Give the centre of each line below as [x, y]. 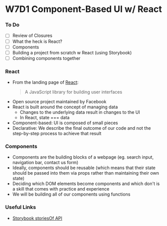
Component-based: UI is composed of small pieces [65, 123]
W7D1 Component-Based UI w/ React [83, 9]
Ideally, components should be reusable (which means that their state [84, 168]
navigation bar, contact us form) [45, 163]
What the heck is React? [37, 41]
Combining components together [46, 58]
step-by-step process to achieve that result [57, 134]
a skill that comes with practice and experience [61, 189]
